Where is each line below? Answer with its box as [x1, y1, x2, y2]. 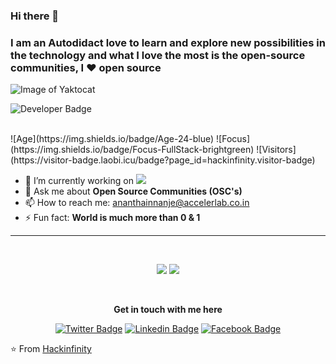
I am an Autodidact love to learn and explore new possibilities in [10, 35, 326, 49]
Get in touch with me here [113, 304, 223, 316]
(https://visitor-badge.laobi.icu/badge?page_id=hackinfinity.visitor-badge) [10, 154, 316, 166]
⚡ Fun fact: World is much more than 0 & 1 [24, 212, 201, 224]
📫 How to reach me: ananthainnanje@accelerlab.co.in [24, 197, 250, 209]
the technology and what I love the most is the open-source [10, 48, 306, 62]
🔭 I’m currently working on [24, 175, 134, 187]
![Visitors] [256, 144, 297, 156]
